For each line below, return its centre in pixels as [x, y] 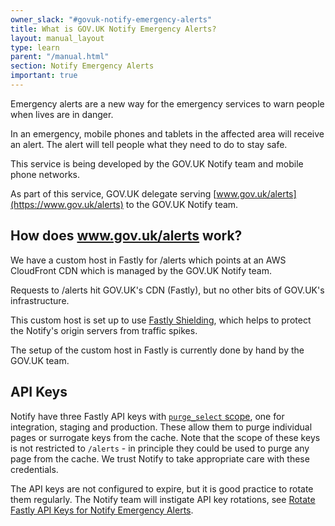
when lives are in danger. [62, 114]
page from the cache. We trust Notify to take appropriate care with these [160, 458]
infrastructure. [40, 300]
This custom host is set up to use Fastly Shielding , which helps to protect [161, 320]
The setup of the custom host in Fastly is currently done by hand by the [157, 350]
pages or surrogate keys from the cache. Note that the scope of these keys [165, 437]
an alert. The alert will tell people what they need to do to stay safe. [149, 144]
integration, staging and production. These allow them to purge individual [161, 427]
